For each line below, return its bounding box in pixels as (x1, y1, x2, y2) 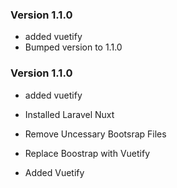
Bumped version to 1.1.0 (24, 41, 123, 53)
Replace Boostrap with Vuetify (24, 147, 151, 159)
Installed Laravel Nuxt (24, 108, 115, 120)
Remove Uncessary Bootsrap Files (24, 128, 167, 140)
